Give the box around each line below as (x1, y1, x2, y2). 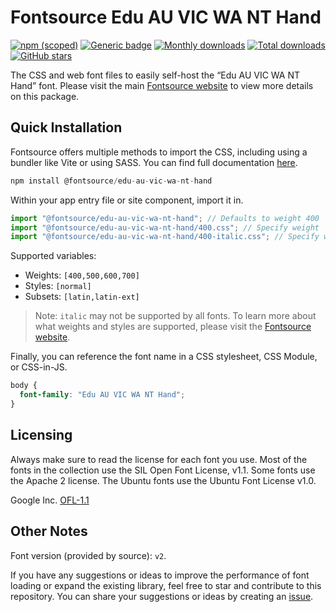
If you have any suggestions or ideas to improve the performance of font (10, 569, 310, 581)
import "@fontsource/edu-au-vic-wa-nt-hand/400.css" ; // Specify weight (10, 222, 320, 233)
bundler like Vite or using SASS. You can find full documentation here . (10, 156, 298, 168)
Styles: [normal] (24, 280, 92, 292)
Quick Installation (10, 119, 123, 136)
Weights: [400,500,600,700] (24, 269, 140, 281)
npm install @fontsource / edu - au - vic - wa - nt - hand (10, 176, 213, 186)
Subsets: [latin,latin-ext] (24, 291, 140, 303)
